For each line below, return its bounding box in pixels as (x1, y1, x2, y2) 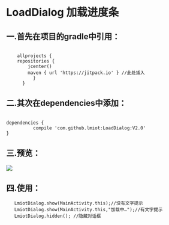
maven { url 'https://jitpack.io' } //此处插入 (28, 70, 145, 76)
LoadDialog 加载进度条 (6, 5, 119, 19)
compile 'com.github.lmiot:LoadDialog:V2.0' (32, 125, 146, 131)
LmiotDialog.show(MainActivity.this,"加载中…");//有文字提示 (14, 207, 163, 213)
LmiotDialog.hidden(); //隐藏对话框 (14, 213, 101, 220)
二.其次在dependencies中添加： (6, 98, 127, 108)
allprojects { (17, 53, 52, 59)
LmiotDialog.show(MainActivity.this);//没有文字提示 (14, 200, 143, 206)
